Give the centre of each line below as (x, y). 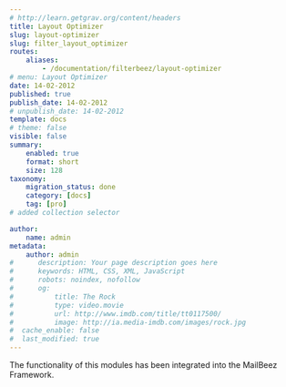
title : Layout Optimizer (56, 26)
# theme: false (38, 128)
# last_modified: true (55, 339)
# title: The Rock (63, 297)
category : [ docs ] (59, 196)
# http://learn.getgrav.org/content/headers (95, 18)
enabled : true (52, 153)
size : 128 (45, 170)
